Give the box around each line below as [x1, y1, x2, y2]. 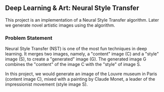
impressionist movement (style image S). [5, 81, 88, 88]
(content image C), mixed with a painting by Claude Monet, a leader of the [5, 76, 155, 82]
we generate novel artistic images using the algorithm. [5, 22, 115, 28]
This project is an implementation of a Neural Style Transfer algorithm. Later [5, 17, 159, 23]
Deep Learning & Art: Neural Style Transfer [5, 4, 139, 12]
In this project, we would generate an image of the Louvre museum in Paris [5, 71, 158, 77]
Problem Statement [5, 34, 53, 41]
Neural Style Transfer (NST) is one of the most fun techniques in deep [5, 46, 147, 52]
